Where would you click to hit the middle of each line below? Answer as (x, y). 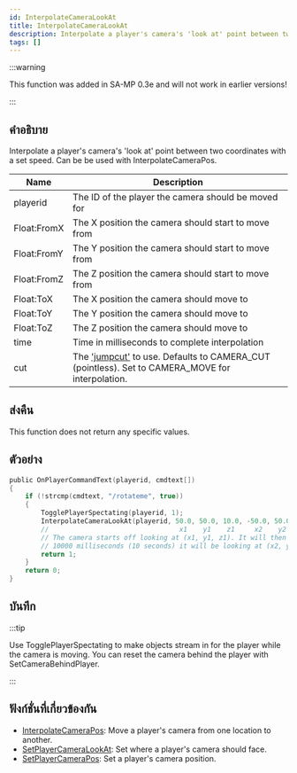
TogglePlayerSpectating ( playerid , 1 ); (112, 513)
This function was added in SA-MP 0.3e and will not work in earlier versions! (148, 84)
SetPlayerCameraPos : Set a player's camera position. (119, 758)
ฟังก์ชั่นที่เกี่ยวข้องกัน (53, 709)
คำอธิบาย (29, 129)
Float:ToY (33, 314)
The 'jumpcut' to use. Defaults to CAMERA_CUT (171, 357)
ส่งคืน (21, 410)
